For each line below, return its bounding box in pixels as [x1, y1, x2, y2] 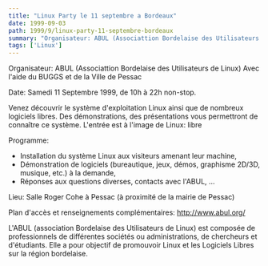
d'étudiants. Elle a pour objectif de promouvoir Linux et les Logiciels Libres [8, 240, 254, 250]
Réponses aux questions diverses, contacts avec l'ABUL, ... [19, 177, 215, 187]
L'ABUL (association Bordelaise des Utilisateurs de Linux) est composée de [8, 224, 256, 233]
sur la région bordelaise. [8, 249, 88, 259]
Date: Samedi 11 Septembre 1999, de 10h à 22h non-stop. [8, 87, 197, 97]
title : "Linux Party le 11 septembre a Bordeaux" [8, 11, 178, 20]
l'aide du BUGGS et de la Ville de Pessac [8, 72, 142, 82]
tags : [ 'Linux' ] [8, 42, 62, 50]
